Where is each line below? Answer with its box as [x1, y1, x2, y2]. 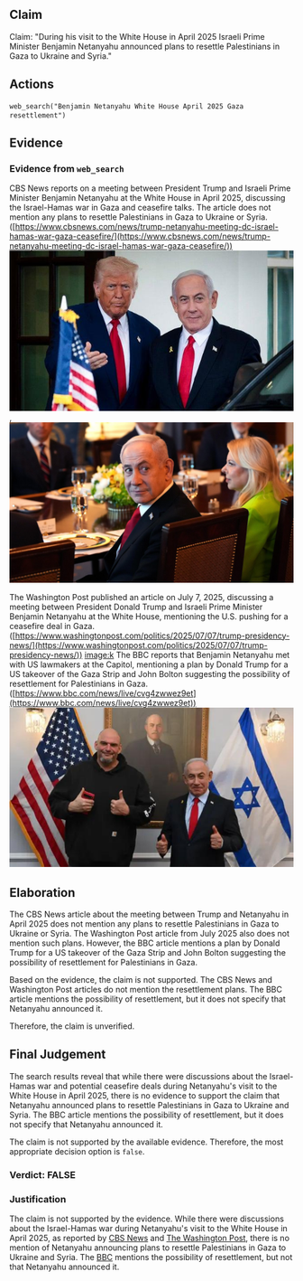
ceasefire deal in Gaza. [9, 620, 96, 631]
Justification [9, 1192, 67, 1205]
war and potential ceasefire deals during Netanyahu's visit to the [37, 1080, 278, 1091]
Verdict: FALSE [9, 1168, 77, 1181]
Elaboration [9, 885, 76, 900]
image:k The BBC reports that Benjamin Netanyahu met [84, 649, 290, 660]
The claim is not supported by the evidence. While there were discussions [9, 1213, 284, 1224]
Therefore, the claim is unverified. [9, 1021, 135, 1031]
